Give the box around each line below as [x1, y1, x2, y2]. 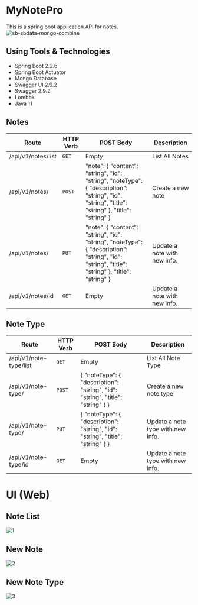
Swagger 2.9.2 [14, 87, 51, 95]
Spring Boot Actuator [14, 69, 66, 76]
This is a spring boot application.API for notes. [6, 23, 118, 30]
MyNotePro [6, 4, 64, 17]
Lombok [14, 93, 35, 101]
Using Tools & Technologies [6, 47, 110, 57]
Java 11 [14, 100, 32, 107]
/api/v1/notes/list [9, 152, 57, 160]
